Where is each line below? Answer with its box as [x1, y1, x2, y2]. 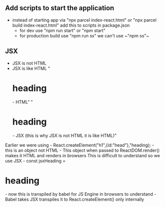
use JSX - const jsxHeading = [5, 158, 66, 164]
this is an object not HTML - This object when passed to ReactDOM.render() [5, 147, 160, 153]
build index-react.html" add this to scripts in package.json [12, 22, 130, 28]
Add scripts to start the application [5, 4, 114, 12]
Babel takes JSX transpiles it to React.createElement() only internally [5, 197, 144, 203]
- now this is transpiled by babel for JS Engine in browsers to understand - [5, 191, 157, 197]
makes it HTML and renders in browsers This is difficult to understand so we [5, 152, 160, 158]
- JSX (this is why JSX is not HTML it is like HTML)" [12, 133, 117, 138]
